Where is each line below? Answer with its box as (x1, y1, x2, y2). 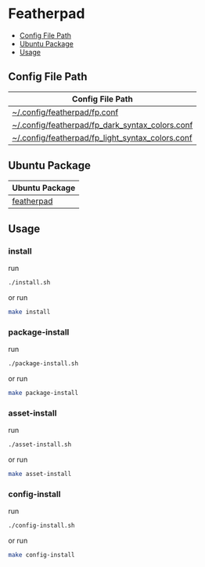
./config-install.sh (8, 521, 76, 530)
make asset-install (8, 470, 72, 478)
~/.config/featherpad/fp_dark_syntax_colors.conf (12, 119, 193, 130)
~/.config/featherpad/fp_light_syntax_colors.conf (12, 132, 193, 143)
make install (8, 308, 51, 316)
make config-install (8, 551, 76, 559)
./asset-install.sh (8, 441, 72, 448)
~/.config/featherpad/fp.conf (12, 107, 119, 118)
